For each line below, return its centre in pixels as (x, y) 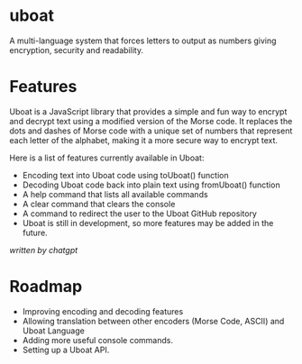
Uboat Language (54, 331)
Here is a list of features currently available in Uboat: (107, 158)
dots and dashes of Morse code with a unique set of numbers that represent (151, 131)
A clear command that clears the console (99, 204)
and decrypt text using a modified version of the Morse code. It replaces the (151, 121)
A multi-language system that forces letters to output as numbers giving (143, 41)
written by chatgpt (44, 250)
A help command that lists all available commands (115, 194)
